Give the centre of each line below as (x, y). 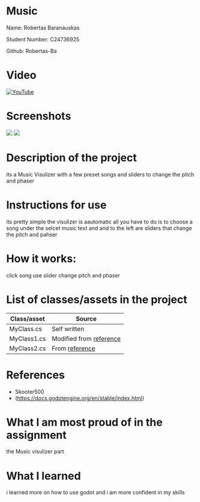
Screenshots (39, 116)
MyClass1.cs (28, 339)
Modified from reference (86, 339)
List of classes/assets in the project (97, 299)
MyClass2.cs (28, 348)
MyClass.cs (26, 328)
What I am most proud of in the (85, 422)
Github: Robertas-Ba (32, 51)
